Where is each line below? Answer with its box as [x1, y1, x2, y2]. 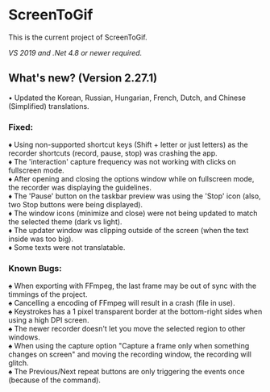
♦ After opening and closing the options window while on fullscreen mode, [8, 174, 255, 184]
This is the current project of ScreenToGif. [8, 32, 147, 42]
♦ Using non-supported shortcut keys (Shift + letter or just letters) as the [8, 140, 248, 150]
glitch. [8, 358, 30, 368]
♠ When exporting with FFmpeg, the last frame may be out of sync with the [8, 281, 256, 291]
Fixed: [8, 121, 34, 132]
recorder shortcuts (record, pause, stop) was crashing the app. [8, 148, 218, 158]
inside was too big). [8, 234, 74, 244]
